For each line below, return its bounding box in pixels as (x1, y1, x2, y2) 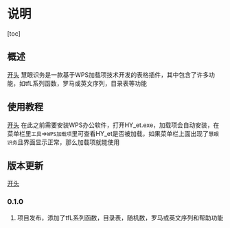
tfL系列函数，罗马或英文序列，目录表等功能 (25, 79, 148, 87)
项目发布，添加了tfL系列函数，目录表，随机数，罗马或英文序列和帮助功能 (16, 214, 224, 222)
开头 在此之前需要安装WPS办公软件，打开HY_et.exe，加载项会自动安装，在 (7, 121, 220, 129)
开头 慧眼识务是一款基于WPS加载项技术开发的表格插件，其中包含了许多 (7, 70, 209, 79)
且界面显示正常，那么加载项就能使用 (16, 138, 120, 146)
